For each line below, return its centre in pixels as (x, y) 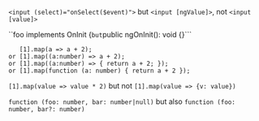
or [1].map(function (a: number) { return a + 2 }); (99, 71)
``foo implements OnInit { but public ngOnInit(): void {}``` (100, 35)
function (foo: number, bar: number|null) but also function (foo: (122, 102)
